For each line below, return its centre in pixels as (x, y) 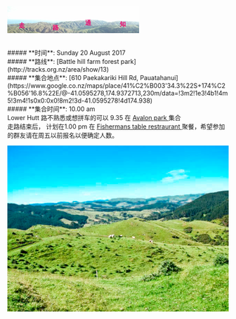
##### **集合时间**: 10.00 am (51, 109)
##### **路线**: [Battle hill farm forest (63, 61)
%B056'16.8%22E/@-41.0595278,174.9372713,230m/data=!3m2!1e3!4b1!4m (118, 93)
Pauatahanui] (159, 78)
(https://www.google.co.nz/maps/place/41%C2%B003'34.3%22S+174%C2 (117, 86)
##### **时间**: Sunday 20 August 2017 (66, 53)
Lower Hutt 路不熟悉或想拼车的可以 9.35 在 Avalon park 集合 (94, 118)
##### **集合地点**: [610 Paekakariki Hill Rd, (73, 78)
